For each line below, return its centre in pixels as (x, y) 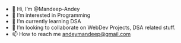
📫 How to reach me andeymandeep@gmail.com (71, 34)
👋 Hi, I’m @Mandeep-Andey (46, 9)
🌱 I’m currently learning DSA (46, 21)
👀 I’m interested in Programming (51, 15)
